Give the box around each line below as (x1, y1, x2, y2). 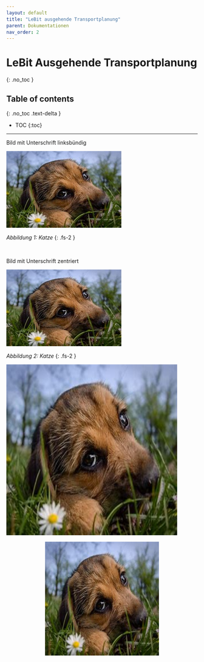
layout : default (6, 10, 47, 16)
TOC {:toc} (15, 121, 42, 129)
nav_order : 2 (6, 29, 39, 35)
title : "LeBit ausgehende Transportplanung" (6, 16, 121, 22)
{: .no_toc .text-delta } (6, 110, 61, 117)
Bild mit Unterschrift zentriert (6, 258, 79, 264)
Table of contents (6, 94, 74, 104)
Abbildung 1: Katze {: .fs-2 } (6, 234, 76, 241)
